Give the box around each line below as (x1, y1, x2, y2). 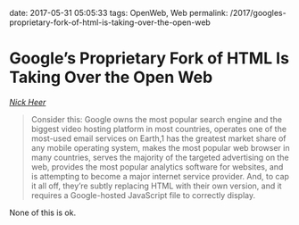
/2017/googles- (229, 8, 287, 18)
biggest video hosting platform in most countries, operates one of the (30, 123, 287, 134)
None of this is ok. (9, 207, 77, 218)
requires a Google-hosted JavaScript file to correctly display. (30, 189, 256, 200)
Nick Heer (9, 96, 46, 107)
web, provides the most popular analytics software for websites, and (30, 161, 284, 172)
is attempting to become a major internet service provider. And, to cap (30, 171, 290, 181)
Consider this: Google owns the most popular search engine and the (30, 113, 283, 124)
